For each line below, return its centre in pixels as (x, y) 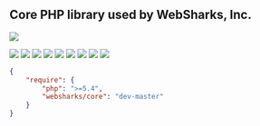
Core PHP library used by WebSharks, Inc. (130, 15)
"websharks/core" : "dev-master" (103, 97)
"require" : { (50, 80)
